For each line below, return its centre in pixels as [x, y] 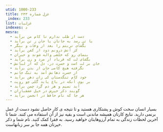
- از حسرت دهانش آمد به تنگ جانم [44, 73]
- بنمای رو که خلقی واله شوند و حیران [50, 55]
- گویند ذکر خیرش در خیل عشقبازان [45, 91]
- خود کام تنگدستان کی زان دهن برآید [48, 77]
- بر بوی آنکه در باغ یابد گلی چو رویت [51, 82]
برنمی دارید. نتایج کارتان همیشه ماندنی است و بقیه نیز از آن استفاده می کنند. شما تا [81, 114]
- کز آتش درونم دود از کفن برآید [44, 50]
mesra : [12, 32]
